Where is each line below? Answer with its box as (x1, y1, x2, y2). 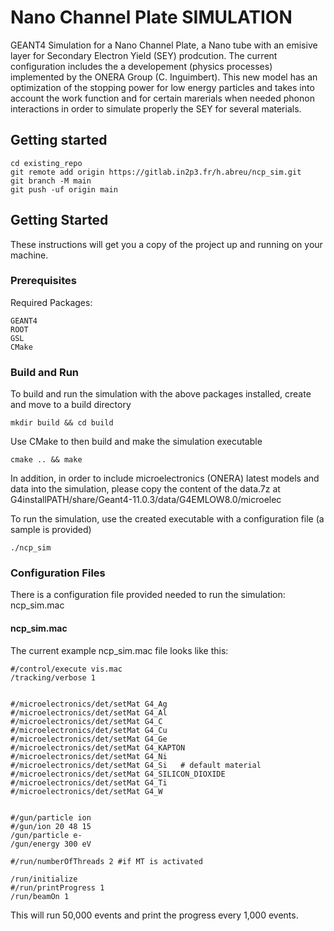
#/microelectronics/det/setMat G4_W (10, 786, 163, 796)
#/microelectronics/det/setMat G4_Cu (10, 725, 168, 735)
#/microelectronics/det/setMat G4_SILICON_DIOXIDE (10, 769, 226, 779)
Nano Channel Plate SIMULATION (10, 6, 293, 29)
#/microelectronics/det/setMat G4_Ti (10, 777, 168, 788)
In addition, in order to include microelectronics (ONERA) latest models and (10, 472, 320, 485)
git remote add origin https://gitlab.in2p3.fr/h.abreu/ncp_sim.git (10, 167, 302, 177)
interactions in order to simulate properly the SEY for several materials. (10, 102, 302, 115)
